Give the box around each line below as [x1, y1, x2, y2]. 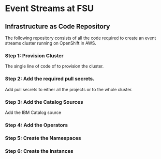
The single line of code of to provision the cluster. [5, 64, 104, 69]
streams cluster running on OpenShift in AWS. [5, 40, 97, 46]
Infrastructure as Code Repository [5, 22, 110, 31]
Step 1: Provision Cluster [5, 52, 64, 59]
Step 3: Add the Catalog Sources [5, 98, 84, 105]
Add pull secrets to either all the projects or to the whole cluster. [5, 86, 133, 92]
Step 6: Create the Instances [5, 147, 73, 154]
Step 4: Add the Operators [5, 122, 68, 128]
